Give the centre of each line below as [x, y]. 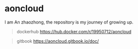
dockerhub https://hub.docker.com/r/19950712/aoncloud [74, 31]
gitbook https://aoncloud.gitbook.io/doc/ [58, 41]
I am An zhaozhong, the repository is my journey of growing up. [69, 22]
